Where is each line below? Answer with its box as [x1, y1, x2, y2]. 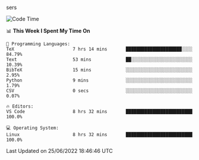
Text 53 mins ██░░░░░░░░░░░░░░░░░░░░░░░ [6, 57, 193, 62]
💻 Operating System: [6, 125, 59, 131]
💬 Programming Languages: [6, 41, 70, 47]
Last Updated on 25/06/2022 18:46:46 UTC [6, 148, 113, 154]
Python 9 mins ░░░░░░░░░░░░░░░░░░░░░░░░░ [6, 77, 193, 83]
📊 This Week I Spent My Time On [6, 27, 90, 34]
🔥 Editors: [6, 103, 34, 109]
